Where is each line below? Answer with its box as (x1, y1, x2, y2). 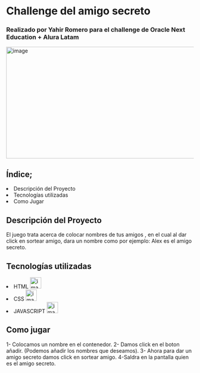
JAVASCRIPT (14, 307, 46, 314)
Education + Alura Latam (6, 33, 79, 41)
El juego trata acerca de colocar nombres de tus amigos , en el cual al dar (6, 231, 187, 239)
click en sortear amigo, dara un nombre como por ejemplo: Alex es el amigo (6, 237, 192, 244)
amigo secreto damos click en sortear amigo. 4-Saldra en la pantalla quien (6, 353, 189, 360)
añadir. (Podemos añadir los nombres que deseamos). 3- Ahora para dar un (6, 347, 192, 354)
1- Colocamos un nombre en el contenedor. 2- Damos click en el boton (6, 341, 180, 348)
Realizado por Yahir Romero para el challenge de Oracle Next (6, 26, 186, 34)
